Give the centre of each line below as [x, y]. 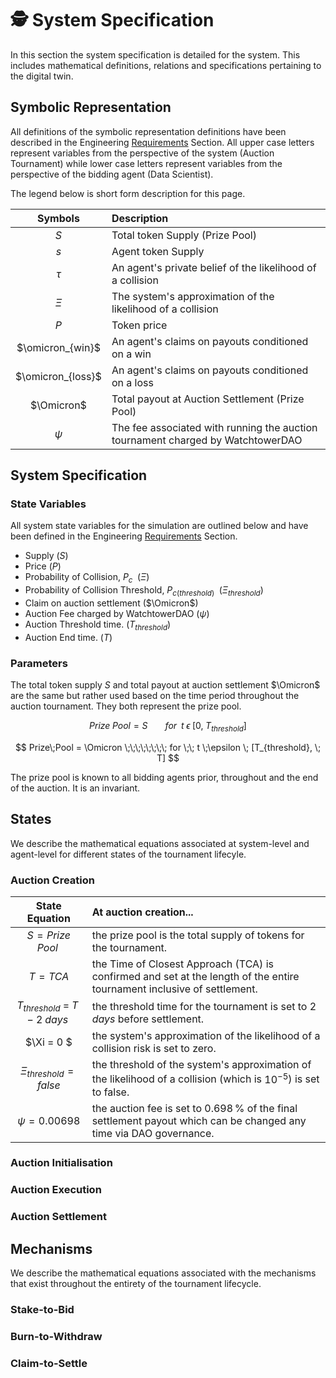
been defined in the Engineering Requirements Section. [124, 536]
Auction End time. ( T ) [68, 637]
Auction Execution [56, 1190]
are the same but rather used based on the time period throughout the [155, 696]
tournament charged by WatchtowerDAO [207, 440]
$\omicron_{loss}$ [58, 376]
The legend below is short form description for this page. [128, 193]
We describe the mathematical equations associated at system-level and [160, 843]
